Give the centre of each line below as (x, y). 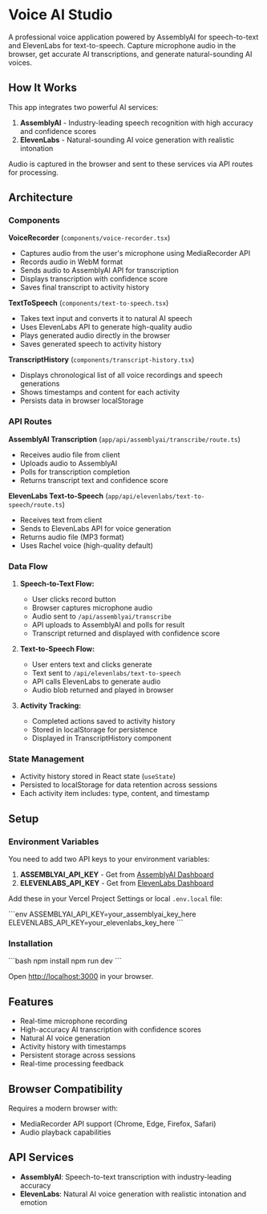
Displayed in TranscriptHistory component (102, 738)
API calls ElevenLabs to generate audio (96, 682)
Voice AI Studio (61, 15)
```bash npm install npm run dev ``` (65, 961)
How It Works (43, 88)
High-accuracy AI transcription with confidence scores (111, 1029)
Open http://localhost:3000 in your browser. (81, 976)
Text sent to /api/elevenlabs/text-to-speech (106, 673)
